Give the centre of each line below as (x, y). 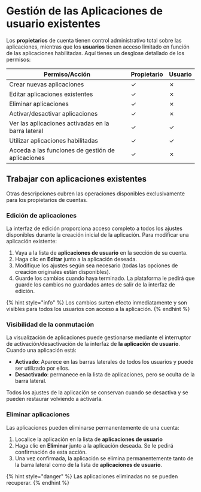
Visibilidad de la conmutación (50, 324)
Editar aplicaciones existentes (51, 94)
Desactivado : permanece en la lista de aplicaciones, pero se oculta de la (105, 375)
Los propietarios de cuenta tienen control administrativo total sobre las (94, 40)
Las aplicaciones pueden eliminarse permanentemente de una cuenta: (93, 427)
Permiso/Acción (67, 74)
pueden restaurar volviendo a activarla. (54, 399)
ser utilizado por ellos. (42, 368)
